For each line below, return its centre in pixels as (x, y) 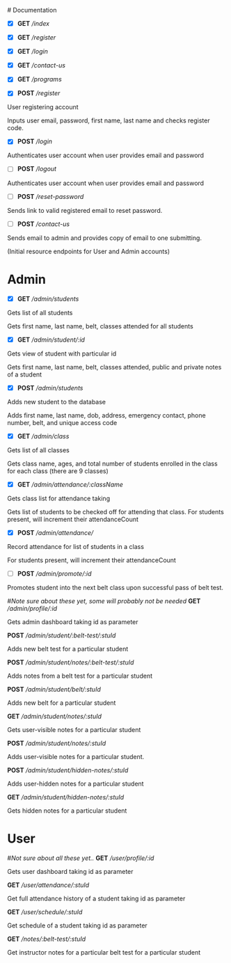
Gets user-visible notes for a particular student (74, 730)
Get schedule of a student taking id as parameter (77, 925)
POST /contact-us (43, 224)
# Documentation (32, 10)
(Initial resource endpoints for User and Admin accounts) (89, 251)
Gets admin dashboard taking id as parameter (73, 622)
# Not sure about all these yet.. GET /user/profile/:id (81, 858)
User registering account (43, 107)
